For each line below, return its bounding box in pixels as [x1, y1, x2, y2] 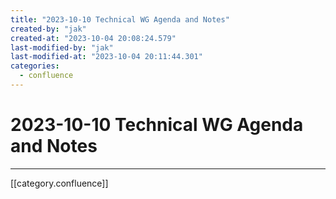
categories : [10, 61, 60, 71]
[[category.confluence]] [10, 177, 109, 189]
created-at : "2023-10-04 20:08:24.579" [10, 33, 177, 43]
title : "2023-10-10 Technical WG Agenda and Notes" [10, 14, 230, 25]
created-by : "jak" [10, 24, 87, 34]
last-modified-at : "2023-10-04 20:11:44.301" [10, 52, 203, 62]
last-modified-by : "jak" [10, 42, 114, 53]
